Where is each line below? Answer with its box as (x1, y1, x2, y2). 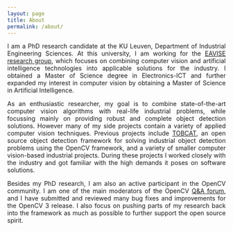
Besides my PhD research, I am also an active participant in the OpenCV (7, 180, 226, 188)
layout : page (7, 10, 45, 17)
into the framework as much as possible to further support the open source (7, 209, 226, 217)
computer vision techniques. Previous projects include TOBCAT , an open (7, 129, 226, 137)
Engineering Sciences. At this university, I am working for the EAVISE (7, 49, 226, 58)
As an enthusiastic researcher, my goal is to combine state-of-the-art (7, 100, 226, 108)
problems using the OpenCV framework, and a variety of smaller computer (7, 144, 226, 153)
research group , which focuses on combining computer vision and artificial (7, 57, 226, 65)
